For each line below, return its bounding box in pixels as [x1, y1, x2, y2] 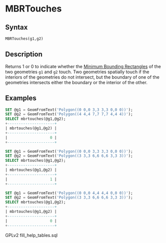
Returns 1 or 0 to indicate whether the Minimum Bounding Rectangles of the [5, 63, 161, 69]
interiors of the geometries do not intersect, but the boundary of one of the [5, 74, 160, 80]
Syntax [5, 23, 28, 32]
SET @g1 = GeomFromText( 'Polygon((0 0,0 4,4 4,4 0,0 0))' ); [5, 190, 133, 195]
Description [5, 50, 42, 59]
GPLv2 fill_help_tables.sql [5, 232, 58, 238]
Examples [5, 94, 36, 103]
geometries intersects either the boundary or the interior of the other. [5, 79, 147, 85]
